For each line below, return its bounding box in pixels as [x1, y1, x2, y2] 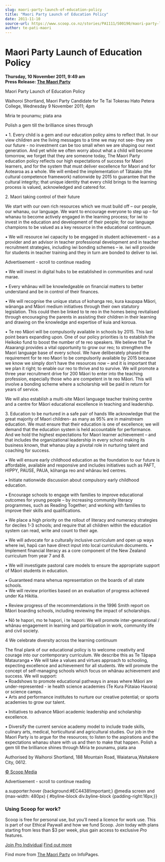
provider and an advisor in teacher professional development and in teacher [5, 239, 159, 245]
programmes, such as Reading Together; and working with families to [5, 503, 146, 508]
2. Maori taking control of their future [5, 194, 80, 200]
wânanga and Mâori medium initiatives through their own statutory [5, 304, 139, 310]
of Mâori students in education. [5, 568, 69, 574]
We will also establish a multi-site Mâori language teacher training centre [5, 396, 153, 402]
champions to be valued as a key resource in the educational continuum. [5, 224, 152, 230]
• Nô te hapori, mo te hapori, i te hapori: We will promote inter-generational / [5, 617, 160, 623]
